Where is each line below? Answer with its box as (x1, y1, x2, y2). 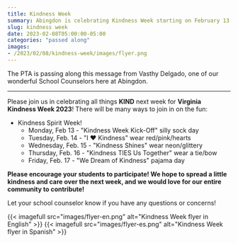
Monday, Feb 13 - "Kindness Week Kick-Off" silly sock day (28, 125, 200, 135)
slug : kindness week (7, 23, 69, 30)
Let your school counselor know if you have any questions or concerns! (7, 198, 216, 207)
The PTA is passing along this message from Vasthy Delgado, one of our (7, 69, 219, 78)
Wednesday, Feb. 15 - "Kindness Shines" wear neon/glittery (28, 141, 203, 149)
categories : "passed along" (7, 37, 91, 44)
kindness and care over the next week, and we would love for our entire (7, 177, 222, 186)
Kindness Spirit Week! (17, 118, 83, 127)
